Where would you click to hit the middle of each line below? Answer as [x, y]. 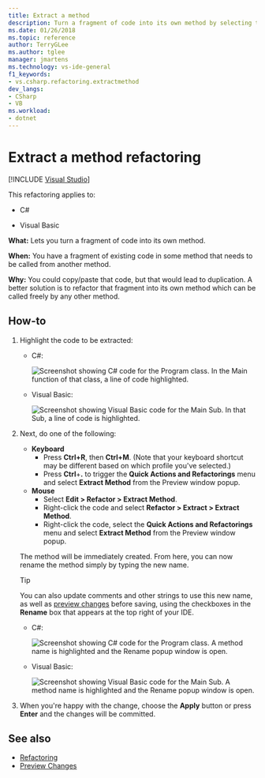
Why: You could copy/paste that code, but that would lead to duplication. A [130, 279]
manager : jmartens [38, 60]
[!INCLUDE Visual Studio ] [49, 179]
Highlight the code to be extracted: [76, 340]
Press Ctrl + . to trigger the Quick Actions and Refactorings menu [149, 474]
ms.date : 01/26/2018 [42, 30]
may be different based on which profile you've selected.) [137, 465]
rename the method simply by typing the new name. [104, 565]
